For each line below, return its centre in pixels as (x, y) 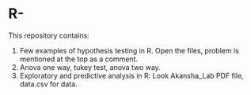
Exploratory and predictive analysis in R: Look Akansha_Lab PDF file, (131, 75)
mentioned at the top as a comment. (79, 59)
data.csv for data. (48, 84)
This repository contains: (49, 35)
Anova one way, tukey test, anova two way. (90, 67)
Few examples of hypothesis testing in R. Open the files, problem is (129, 50)
